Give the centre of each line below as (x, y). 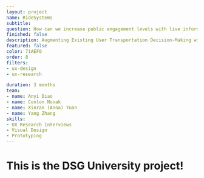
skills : (16, 119)
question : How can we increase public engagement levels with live (93, 29)
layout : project (27, 12)
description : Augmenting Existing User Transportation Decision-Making (99, 40)
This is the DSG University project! (95, 166)
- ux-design (21, 68)
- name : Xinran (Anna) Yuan (42, 108)
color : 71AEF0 (24, 52)
